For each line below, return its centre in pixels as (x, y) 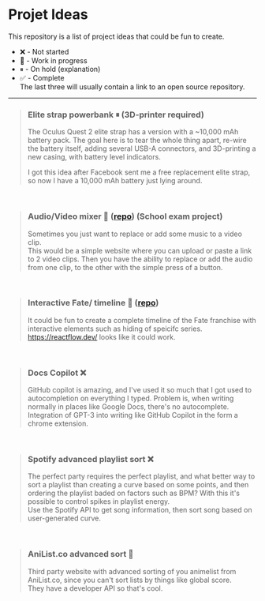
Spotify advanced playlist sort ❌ (90, 460)
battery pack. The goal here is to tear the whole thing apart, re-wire (137, 141)
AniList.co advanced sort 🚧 (80, 554)
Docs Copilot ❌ (57, 373)
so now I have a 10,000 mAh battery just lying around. (115, 181)
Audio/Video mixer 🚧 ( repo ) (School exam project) (125, 216)
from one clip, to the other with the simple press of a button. (125, 267)
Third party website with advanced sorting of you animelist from (132, 571)
